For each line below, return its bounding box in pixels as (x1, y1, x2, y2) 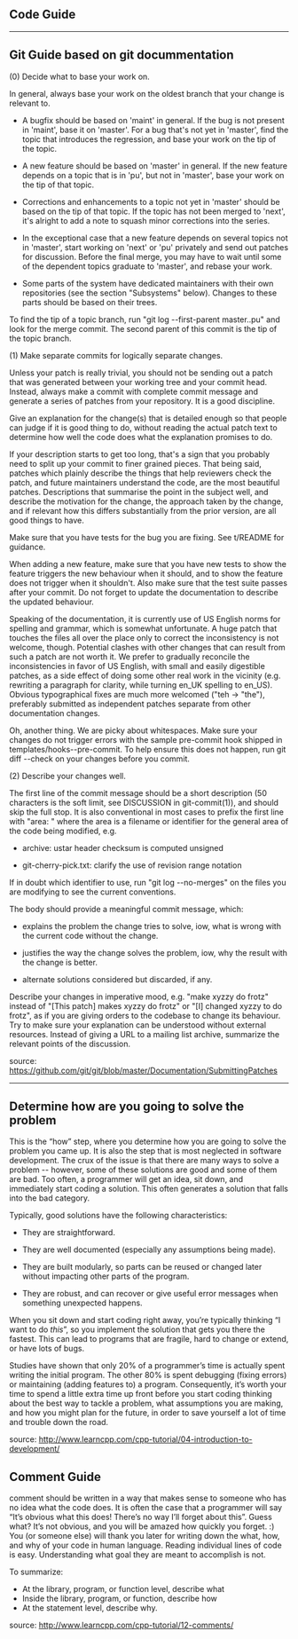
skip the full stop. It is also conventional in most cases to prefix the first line (9, 807, 285, 817)
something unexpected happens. (21, 1297, 144, 1308)
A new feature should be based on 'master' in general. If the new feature (21, 160, 288, 171)
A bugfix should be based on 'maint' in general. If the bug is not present (21, 114, 286, 125)
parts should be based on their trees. (21, 296, 158, 307)
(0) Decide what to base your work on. (9, 71, 151, 82)
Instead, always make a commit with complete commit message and (9, 386, 259, 397)
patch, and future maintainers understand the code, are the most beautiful (9, 477, 280, 487)
